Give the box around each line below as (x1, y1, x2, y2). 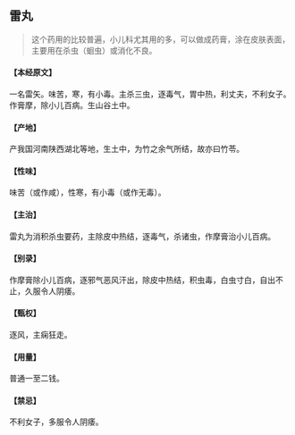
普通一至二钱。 (9, 373, 64, 384)
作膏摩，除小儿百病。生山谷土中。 (9, 100, 135, 111)
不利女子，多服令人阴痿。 (9, 416, 104, 427)
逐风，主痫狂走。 (9, 330, 72, 340)
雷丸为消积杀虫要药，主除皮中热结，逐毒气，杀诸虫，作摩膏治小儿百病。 (9, 230, 275, 241)
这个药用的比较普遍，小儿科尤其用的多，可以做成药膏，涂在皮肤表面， (30, 34, 291, 45)
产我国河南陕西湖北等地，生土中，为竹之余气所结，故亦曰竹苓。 (9, 144, 244, 155)
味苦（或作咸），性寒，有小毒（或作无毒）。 (9, 187, 166, 198)
